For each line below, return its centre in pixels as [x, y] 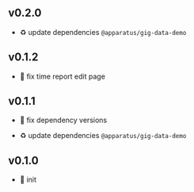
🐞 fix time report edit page [62, 76]
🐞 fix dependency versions [63, 120]
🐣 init [28, 180]
